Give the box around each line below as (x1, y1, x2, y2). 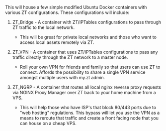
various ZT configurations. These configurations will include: (5, 9, 130, 15)
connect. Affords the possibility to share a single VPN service (19, 69, 146, 75)
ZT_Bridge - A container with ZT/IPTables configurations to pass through (12, 19, 162, 25)
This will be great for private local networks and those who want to (19, 34, 157, 40)
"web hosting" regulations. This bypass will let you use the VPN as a (19, 110, 160, 116)
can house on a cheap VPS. (19, 121, 77, 126)
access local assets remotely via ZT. (19, 39, 94, 45)
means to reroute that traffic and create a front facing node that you (19, 115, 159, 121)
